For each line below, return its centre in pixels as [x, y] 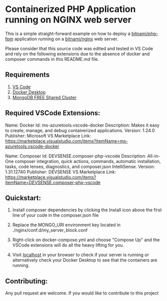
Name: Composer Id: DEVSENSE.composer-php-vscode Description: [76, 156]
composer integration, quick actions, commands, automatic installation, [88, 161]
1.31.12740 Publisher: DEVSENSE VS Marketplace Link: [61, 172]
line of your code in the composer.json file [55, 215]
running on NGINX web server [68, 20]
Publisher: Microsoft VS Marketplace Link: [48, 136]
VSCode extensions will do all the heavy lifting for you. [68, 245]
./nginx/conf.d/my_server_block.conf [50, 230]
